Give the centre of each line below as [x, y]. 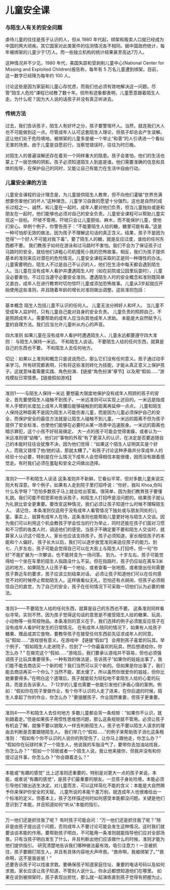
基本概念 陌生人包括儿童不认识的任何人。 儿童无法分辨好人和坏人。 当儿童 [82, 306]
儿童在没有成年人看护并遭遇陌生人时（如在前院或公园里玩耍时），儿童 [91, 271]
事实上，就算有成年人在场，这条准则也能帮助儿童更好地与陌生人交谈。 [87, 517]
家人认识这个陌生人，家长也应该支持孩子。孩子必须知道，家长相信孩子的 [85, 536]
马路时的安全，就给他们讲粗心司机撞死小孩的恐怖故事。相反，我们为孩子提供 [85, 252]
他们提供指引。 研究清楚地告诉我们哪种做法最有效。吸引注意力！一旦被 [79, 845]
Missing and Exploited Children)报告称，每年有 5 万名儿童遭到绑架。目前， [83, 70]
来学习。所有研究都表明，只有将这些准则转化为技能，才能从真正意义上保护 [83, 365]
